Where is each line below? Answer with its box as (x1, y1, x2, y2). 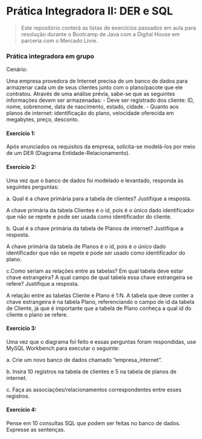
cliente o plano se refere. (6, 311, 68, 318)
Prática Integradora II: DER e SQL (6, 4, 173, 18)
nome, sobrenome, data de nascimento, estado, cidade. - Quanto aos (6, 103, 179, 110)
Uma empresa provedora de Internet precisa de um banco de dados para (6, 77, 188, 85)
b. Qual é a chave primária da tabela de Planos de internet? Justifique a (6, 224, 184, 232)
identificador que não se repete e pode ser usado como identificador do (6, 249, 186, 256)
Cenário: (6, 66, 28, 73)
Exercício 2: (6, 163, 37, 171)
